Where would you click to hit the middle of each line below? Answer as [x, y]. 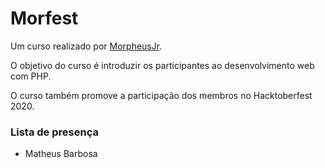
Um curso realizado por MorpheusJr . [86, 46]
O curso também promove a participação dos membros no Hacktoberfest [161, 95]
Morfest [44, 18]
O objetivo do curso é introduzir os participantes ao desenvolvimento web [162, 65]
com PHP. [31, 76]
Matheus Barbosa [61, 154]
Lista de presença [54, 132]
